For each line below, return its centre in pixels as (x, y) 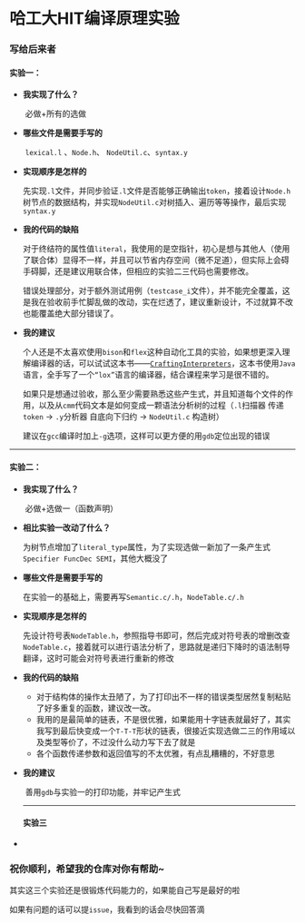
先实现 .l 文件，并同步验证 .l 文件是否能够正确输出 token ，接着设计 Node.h (157, 191)
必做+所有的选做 (55, 113)
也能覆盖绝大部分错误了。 (70, 313)
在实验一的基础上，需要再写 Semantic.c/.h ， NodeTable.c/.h (133, 596)
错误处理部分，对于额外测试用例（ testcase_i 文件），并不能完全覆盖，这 (156, 290)
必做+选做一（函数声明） (71, 508)
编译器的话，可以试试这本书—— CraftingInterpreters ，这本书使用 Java (163, 363)
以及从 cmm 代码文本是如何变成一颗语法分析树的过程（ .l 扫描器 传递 (161, 406)
